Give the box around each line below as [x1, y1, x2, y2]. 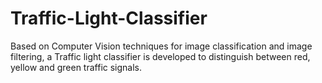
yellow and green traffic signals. [10, 61, 143, 73]
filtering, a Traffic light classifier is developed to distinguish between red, [10, 50, 311, 62]
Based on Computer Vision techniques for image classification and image [10, 40, 313, 52]
